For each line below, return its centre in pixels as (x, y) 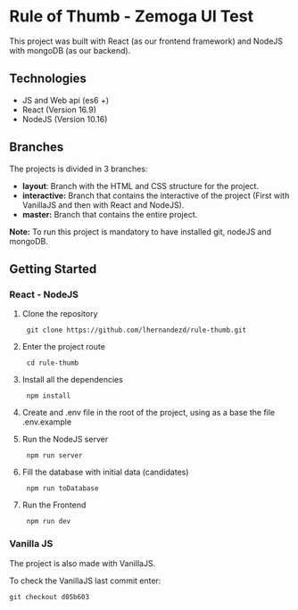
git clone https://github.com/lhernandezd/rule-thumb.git (137, 330)
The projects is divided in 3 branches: (79, 169)
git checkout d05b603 (50, 597)
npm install (49, 396)
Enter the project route (63, 347)
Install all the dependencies (72, 380)
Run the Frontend (54, 505)
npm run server (54, 456)
